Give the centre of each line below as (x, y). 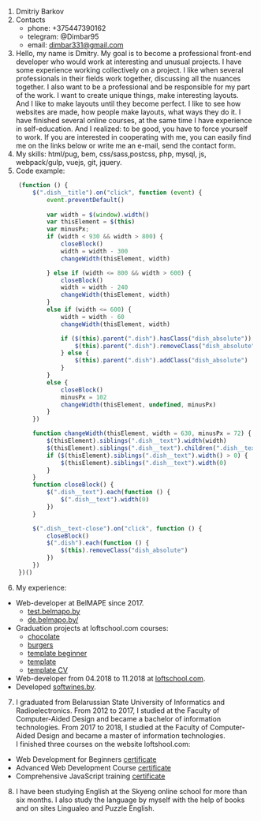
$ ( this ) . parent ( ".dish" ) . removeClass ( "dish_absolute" (165, 346)
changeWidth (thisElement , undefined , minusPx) (138, 405)
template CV (48, 669)
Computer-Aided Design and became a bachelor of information (118, 718)
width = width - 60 (92, 317)
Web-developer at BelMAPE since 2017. (80, 602)
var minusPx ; (67, 229)
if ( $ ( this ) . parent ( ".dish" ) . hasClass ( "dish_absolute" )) (156, 339)
